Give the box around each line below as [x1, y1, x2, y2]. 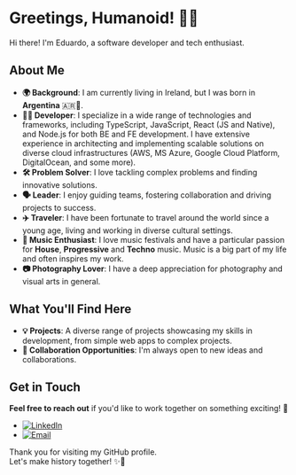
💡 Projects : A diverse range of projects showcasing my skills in [21, 325, 253, 336]
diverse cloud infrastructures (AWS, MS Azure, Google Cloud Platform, [21, 147, 281, 158]
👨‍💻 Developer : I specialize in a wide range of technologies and [21, 110, 252, 121]
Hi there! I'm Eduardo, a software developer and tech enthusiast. [9, 37, 245, 48]
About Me [9, 63, 65, 78]
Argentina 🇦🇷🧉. [21, 99, 84, 110]
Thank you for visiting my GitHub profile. [9, 447, 158, 457]
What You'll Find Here [9, 301, 132, 317]
